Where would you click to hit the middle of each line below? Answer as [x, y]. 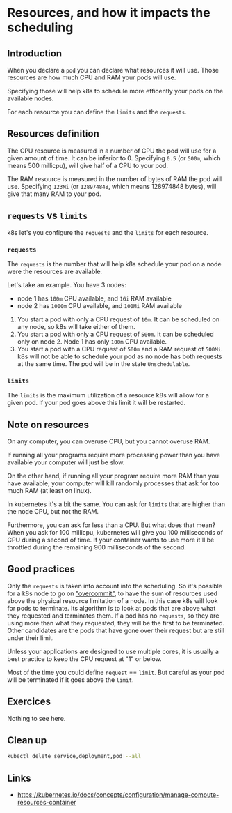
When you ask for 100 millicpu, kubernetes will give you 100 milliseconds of [115, 533]
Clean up [27, 740]
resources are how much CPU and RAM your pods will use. [92, 77]
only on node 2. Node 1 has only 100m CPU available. [92, 341]
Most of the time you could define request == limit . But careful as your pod [116, 672]
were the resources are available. [55, 271]
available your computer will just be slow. [66, 462]
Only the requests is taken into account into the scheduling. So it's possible [115, 586]
